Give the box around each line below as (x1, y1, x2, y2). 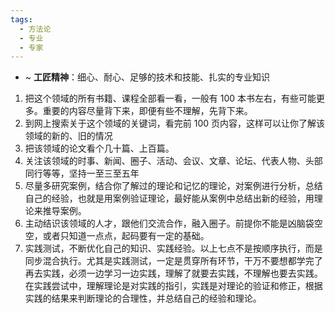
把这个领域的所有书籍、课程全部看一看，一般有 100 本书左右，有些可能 (24, 92, 317, 105)
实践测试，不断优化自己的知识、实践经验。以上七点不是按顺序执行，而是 (24, 242, 323, 255)
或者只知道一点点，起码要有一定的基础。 (42, 230, 210, 242)
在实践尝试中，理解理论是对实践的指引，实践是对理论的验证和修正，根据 (24, 280, 323, 292)
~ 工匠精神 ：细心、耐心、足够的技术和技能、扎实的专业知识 (24, 71, 270, 83)
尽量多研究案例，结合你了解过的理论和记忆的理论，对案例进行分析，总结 (24, 180, 323, 192)
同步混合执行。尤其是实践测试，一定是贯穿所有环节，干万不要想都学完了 (24, 255, 323, 267)
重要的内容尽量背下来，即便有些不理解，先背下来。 (42, 105, 253, 117)
